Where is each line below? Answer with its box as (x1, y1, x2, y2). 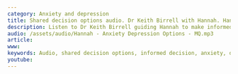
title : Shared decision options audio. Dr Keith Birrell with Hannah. (7, 17, 220, 24)
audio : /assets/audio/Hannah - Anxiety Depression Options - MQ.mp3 (7, 30, 214, 37)
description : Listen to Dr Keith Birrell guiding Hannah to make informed (7, 23, 233, 30)
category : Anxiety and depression (7, 10, 110, 18)
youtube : (7, 56, 33, 63)
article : (7, 37, 33, 44)
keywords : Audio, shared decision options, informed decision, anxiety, (7, 50, 227, 57)
